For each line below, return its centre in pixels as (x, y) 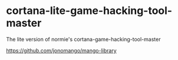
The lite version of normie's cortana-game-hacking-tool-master (83, 39)
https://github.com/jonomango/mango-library (61, 50)
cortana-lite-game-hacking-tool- (89, 11)
